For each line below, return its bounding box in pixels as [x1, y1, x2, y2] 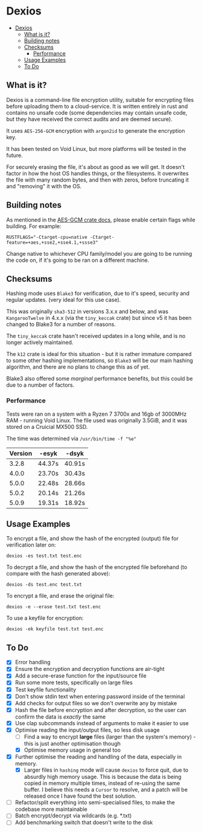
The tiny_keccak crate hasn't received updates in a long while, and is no [6, 332, 186, 340]
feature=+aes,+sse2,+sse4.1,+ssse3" [6, 240, 98, 246]
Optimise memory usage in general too [24, 746, 121, 754]
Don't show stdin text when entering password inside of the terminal [14, 693, 185, 700]
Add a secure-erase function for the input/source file [14, 672, 147, 679]
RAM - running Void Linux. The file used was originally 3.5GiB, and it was [6, 416, 188, 424]
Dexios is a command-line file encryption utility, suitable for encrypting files [6, 96, 194, 103]
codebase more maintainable [14, 805, 87, 813]
